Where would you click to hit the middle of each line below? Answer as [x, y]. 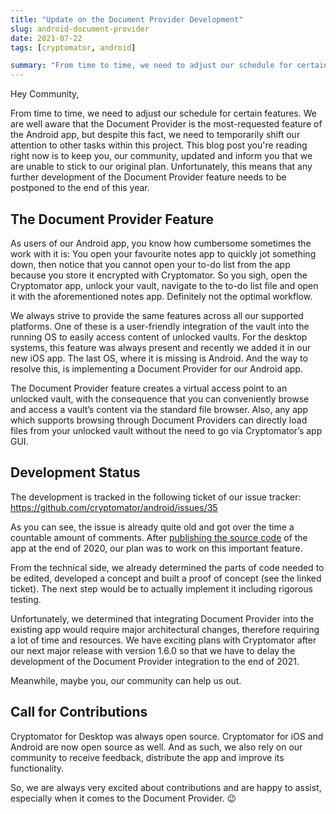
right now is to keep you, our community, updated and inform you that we [161, 156]
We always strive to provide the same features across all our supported [157, 315]
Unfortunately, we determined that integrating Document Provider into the [162, 618]
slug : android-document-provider [80, 29]
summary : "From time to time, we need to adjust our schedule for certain [169, 66]
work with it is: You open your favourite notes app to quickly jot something [163, 253]
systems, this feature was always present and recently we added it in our [161, 347]
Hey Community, [45, 94]
